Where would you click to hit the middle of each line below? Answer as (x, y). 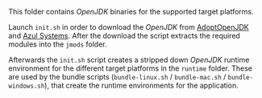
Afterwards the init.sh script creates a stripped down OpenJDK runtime (129, 60)
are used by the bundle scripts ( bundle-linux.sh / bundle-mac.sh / (117, 77)
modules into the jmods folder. (58, 44)
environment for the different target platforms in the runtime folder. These (130, 68)
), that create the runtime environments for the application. (141, 85)
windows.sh (27, 86)
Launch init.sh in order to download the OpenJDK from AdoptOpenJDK (129, 27)
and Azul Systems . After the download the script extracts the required (124, 36)
